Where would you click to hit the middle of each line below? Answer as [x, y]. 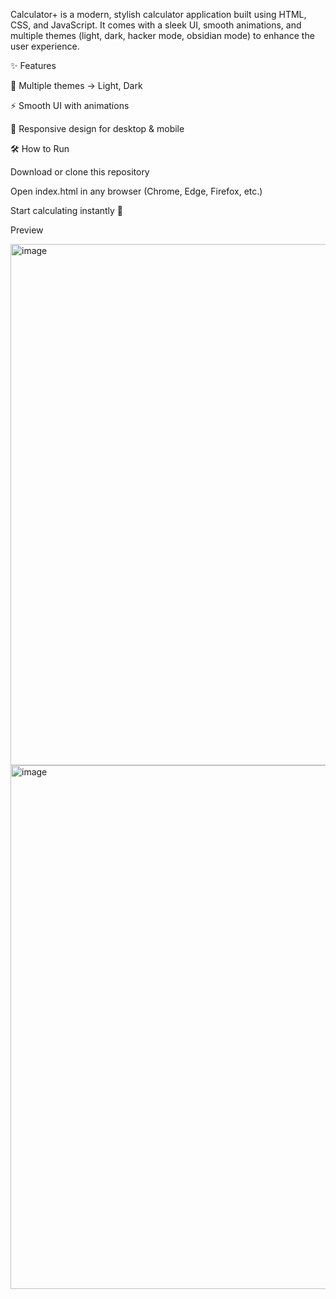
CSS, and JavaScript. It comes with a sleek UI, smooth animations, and [156, 25]
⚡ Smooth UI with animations [70, 105]
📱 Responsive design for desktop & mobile [97, 128]
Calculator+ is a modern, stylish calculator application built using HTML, [158, 14]
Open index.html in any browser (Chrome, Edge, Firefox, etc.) [136, 191]
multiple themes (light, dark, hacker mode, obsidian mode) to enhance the [162, 35]
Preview [27, 230]
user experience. [45, 46]
